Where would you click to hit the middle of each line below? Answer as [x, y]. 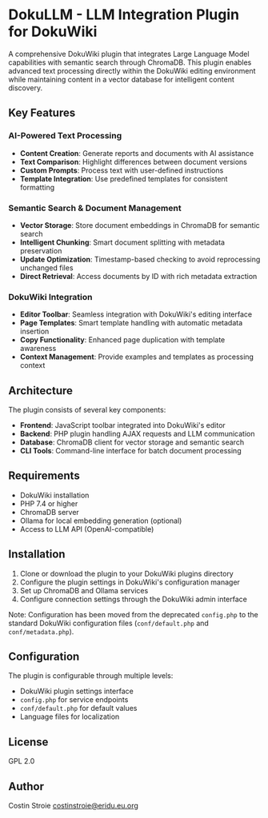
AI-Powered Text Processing [65, 136]
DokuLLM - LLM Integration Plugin [124, 15]
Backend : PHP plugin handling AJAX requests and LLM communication [137, 434]
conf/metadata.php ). [41, 631]
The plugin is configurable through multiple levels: [91, 676]
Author [26, 786]
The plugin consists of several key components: [87, 410]
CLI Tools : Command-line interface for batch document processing [130, 451]
